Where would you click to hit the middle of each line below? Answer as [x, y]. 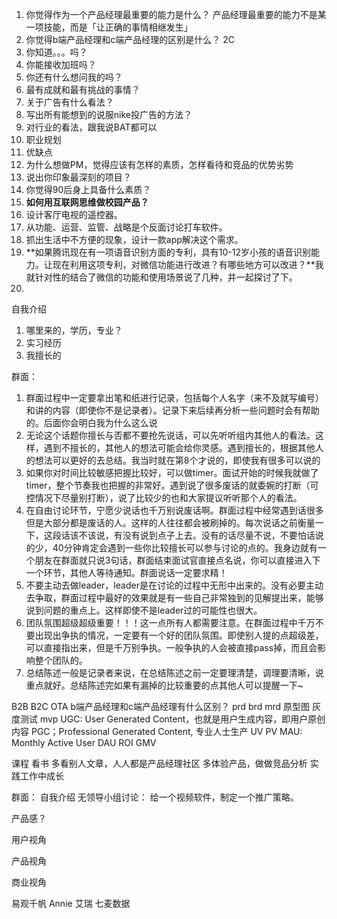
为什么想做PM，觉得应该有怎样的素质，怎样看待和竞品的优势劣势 [159, 164]
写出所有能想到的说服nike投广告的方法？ [109, 114]
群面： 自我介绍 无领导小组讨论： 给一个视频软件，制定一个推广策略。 [155, 797]
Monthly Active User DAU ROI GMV [84, 742]
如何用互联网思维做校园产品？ [87, 202]
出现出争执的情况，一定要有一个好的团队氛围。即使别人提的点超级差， [179, 635]
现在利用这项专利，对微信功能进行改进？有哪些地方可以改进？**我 [188, 264]
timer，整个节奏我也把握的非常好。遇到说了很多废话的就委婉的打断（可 [172, 485]
